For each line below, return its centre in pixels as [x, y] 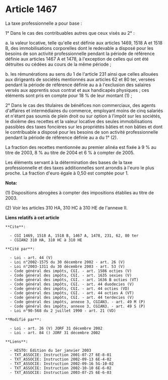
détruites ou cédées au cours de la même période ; [58, 64]
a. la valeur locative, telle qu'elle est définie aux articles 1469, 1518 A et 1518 [84, 43]
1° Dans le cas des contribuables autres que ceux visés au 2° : [70, 33]
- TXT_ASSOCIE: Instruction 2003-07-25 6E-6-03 [61, 372]
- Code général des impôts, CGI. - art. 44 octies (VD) [70, 289]
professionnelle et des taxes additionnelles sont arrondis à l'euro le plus [80, 168]
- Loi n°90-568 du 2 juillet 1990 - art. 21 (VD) [63, 311]
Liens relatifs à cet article [32, 218]
